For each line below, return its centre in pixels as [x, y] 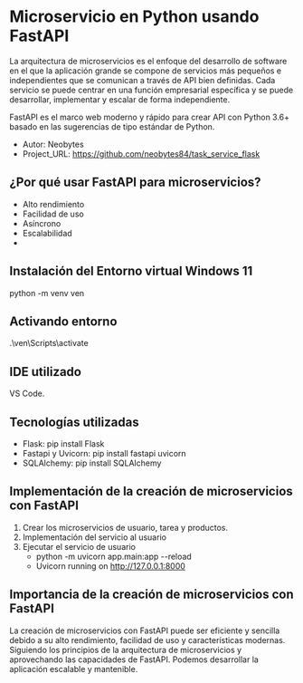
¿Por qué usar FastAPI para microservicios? [135, 183]
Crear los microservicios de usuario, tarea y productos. [125, 527]
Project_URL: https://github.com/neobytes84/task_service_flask [141, 154]
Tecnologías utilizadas [74, 422]
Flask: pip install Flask [63, 444]
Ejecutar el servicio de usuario [79, 546]
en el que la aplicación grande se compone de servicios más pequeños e [146, 71]
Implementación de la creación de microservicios [151, 491]
